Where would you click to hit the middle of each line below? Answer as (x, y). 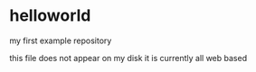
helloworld (50, 16)
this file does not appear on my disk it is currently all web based (128, 58)
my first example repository (61, 40)
